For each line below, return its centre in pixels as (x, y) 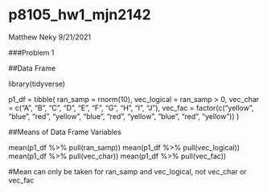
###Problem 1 (31, 52)
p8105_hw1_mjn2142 (80, 15)
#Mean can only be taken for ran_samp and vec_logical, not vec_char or (127, 171)
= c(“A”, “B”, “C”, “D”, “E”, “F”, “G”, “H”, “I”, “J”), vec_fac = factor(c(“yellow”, (131, 108)
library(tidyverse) (37, 84)
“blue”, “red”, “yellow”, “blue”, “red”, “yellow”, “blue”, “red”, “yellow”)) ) (124, 116)
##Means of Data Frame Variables (65, 132)
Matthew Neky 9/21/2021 (50, 37)
